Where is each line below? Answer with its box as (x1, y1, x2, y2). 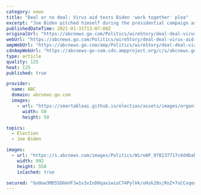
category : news (6, 8, 44, 15)
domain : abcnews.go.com (11, 92, 71, 98)
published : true (6, 70, 47, 76)
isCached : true (17, 169, 55, 175)
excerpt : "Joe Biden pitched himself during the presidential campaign (6, 20, 188, 26)
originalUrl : (6, 31, 39, 37)
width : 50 (22, 108, 47, 114)
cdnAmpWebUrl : (6, 48, 42, 54)
